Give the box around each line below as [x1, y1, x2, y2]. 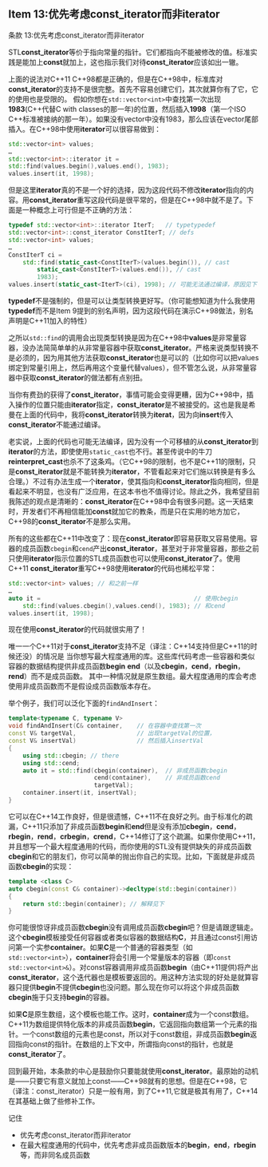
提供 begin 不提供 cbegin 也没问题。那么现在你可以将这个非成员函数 [22, 982, 240, 992]
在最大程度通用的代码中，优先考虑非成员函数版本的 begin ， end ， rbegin [19, 1141, 257, 1150]
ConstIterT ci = [8, 251, 62, 259]
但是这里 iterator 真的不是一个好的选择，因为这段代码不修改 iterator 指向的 [8, 185, 247, 195]
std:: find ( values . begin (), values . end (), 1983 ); [8, 162, 170, 170]
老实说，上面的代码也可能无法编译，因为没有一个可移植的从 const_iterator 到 [8, 437, 259, 447]
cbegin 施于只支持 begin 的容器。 [8, 993, 114, 1002]
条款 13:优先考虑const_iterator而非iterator [8, 30, 145, 40]
